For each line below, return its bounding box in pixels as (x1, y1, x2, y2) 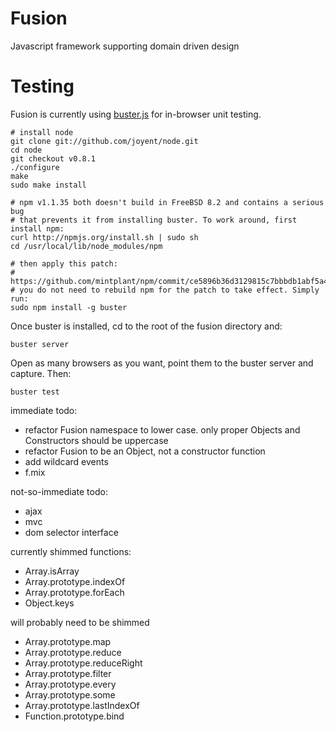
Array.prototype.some (24, 688, 116, 701)
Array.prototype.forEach (24, 586, 125, 598)
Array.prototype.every (24, 678, 117, 690)
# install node (10, 127, 74, 137)
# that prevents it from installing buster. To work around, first (10, 215, 298, 225)
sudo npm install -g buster (10, 302, 128, 312)
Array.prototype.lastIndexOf (24, 699, 140, 711)
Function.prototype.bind (24, 710, 125, 722)
